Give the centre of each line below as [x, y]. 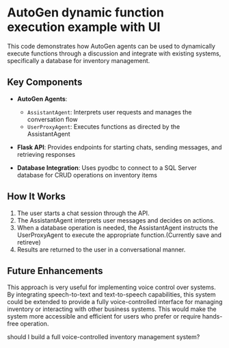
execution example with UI [84, 27]
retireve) [29, 242]
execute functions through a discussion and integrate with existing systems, [114, 53]
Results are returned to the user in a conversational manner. [101, 249]
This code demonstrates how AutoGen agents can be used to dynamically [111, 46]
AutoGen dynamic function [85, 13]
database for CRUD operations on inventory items [87, 175]
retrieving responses [46, 154]
